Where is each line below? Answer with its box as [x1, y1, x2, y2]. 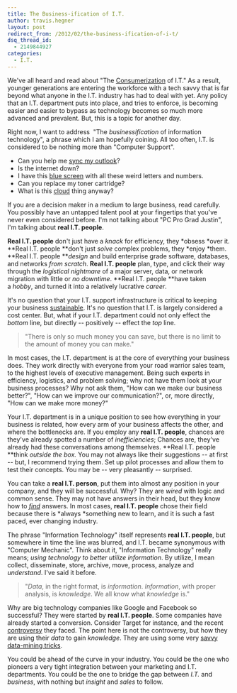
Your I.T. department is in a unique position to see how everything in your [7, 413, 221, 421]
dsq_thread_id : [7, 37, 52, 44]
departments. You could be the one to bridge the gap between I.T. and [7, 670, 213, 678]
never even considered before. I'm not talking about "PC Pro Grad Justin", [7, 215, 223, 224]
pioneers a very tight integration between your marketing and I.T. [7, 662, 197, 671]
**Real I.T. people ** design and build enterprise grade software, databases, [7, 251, 230, 260]
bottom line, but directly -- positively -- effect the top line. [7, 318, 176, 327]
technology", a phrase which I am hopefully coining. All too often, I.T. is [7, 135, 214, 143]
